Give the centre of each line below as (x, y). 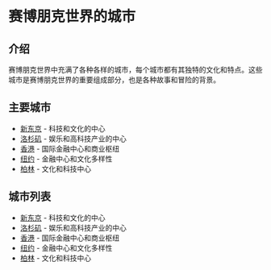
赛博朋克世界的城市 (72, 17)
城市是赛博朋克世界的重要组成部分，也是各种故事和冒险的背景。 (114, 80)
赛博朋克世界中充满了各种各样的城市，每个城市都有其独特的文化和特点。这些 (135, 70)
